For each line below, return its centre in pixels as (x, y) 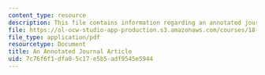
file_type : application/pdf (54, 37)
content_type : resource (47, 15)
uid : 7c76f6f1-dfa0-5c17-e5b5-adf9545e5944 (81, 59)
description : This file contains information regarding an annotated (125, 23)
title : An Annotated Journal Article (70, 52)
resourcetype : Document (47, 45)
